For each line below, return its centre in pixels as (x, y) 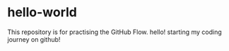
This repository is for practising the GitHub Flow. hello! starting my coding (115, 32)
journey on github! (34, 39)
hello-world (42, 12)
